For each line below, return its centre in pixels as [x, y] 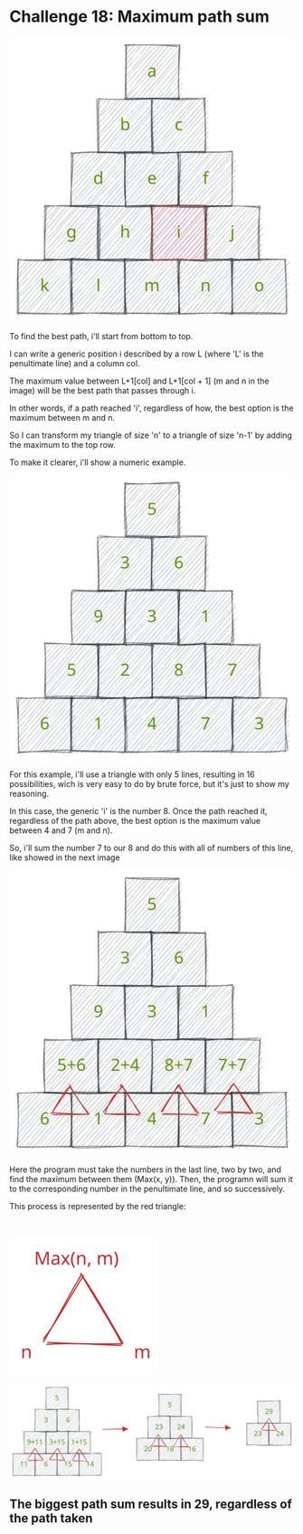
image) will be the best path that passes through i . [103, 390]
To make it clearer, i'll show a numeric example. [98, 462]
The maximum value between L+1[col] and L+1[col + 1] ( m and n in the [139, 381]
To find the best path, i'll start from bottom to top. [101, 336]
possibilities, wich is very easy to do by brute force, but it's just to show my [149, 783]
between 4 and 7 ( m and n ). [61, 830]
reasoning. [29, 793]
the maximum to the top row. [62, 444]
